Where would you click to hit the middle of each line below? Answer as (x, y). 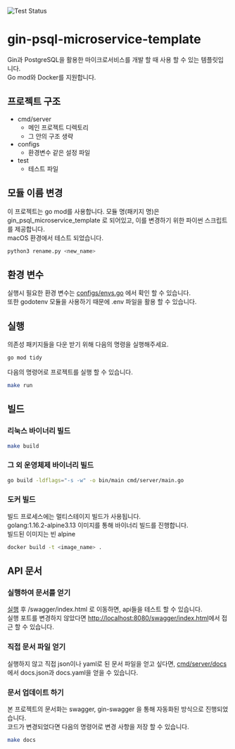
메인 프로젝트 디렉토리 (58, 127)
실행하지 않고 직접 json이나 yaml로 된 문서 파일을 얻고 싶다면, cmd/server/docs (117, 663)
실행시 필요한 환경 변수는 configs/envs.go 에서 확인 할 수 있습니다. (99, 293)
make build (23, 446)
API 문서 (25, 571)
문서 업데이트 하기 (36, 692)
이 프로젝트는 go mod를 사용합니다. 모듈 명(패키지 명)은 (83, 211)
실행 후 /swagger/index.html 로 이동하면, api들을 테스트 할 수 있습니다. (105, 610)
